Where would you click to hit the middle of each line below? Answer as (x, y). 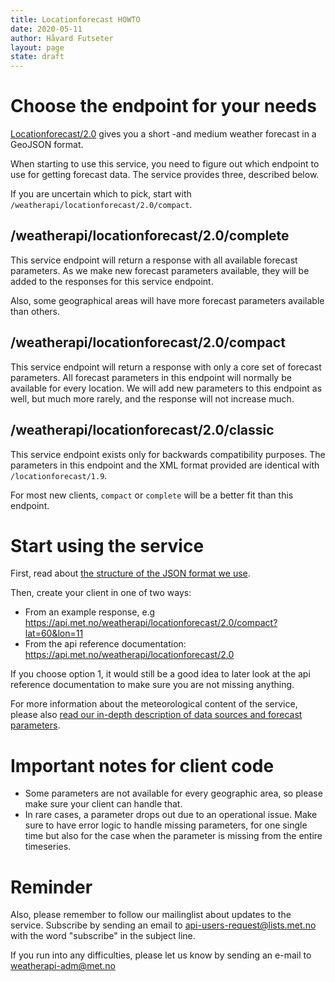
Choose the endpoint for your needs (163, 106)
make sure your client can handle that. (103, 804)
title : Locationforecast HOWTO (75, 19)
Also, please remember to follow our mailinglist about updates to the (151, 915)
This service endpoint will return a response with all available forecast (154, 260)
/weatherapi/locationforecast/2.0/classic (142, 430)
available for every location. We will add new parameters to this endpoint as (166, 388)
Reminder (51, 887)
